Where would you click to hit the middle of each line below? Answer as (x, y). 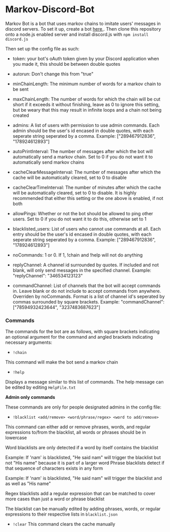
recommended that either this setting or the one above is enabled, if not (88, 198)
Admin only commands (30, 397)
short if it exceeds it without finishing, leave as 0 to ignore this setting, (86, 104)
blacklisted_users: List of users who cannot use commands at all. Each (87, 229)
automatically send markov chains (48, 162)
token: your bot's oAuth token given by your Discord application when (86, 58)
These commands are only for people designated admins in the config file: (83, 407)
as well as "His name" (28, 484)
